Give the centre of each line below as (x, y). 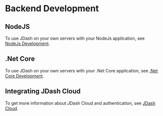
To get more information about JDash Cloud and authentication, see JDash (80, 103)
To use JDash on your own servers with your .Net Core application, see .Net (81, 70)
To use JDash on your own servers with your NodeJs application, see (75, 38)
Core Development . (25, 76)
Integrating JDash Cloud (43, 91)
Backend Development (52, 9)
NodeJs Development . (28, 44)
